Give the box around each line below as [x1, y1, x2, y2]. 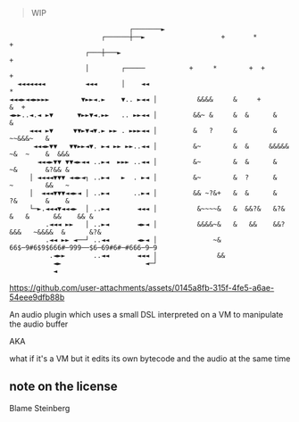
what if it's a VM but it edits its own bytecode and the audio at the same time [9, 353, 291, 364]
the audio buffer [9, 319, 69, 329]
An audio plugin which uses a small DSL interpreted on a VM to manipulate [9, 310, 284, 319]
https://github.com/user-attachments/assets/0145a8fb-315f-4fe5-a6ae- [9, 283, 275, 293]
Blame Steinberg [9, 402, 71, 413]
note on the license [9, 379, 118, 394]
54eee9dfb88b [9, 292, 65, 302]
